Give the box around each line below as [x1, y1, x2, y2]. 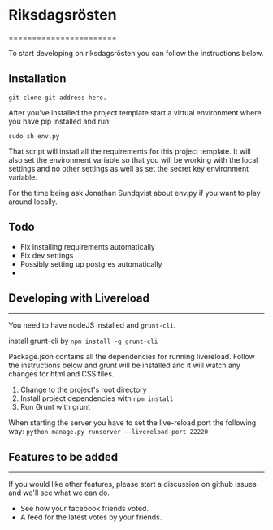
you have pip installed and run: [8, 116, 111, 126]
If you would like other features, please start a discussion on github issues [8, 480, 258, 489]
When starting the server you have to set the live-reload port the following [8, 418, 257, 428]
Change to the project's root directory [19, 384, 148, 395]
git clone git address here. [8, 93, 107, 102]
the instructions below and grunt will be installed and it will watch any [8, 360, 241, 371]
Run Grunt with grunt [19, 402, 91, 412]
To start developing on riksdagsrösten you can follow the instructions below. [8, 48, 264, 58]
